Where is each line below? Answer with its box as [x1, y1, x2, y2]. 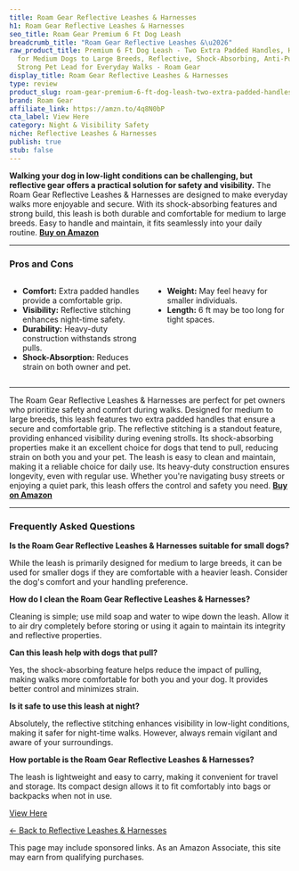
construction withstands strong [21, 333, 137, 343]
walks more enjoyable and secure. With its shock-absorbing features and [9, 198, 278, 210]
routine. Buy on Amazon [9, 226, 100, 237]
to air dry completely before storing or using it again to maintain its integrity [9, 620, 287, 631]
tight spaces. [166, 314, 215, 325]
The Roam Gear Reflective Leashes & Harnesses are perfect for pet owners [9, 394, 286, 406]
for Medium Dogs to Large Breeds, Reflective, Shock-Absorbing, [17, 54, 261, 63]
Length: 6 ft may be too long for [166, 304, 285, 315]
